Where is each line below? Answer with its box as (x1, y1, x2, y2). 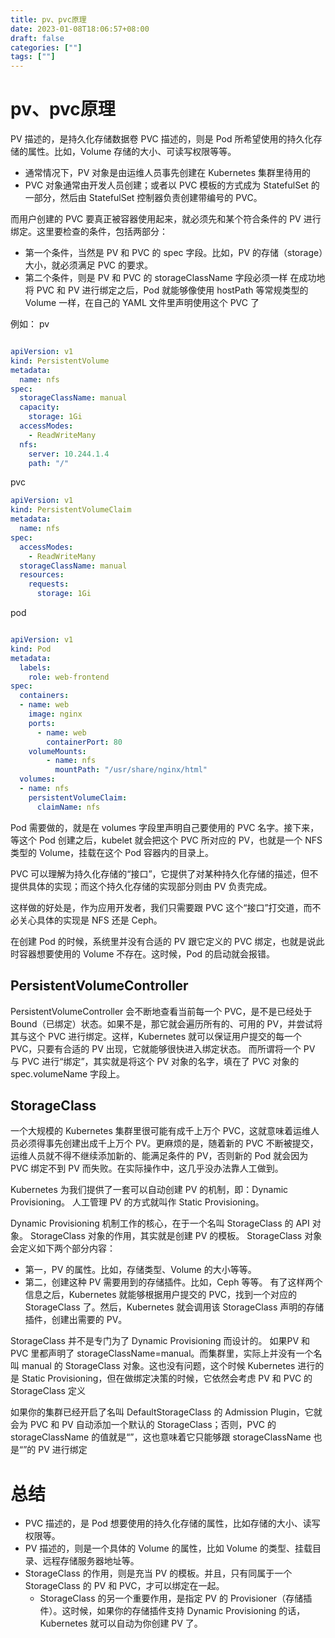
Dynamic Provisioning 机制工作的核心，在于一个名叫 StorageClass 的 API (10, 1217, 310, 1230)
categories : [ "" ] (10, 42, 83, 53)
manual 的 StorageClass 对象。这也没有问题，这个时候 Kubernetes (21, 1360, 296, 1372)
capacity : (19, 402, 60, 413)
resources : (19, 570, 65, 580)
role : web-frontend (28, 672, 110, 682)
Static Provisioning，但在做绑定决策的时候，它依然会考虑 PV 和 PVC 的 (21, 1372, 313, 1385)
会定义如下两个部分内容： (10, 1242, 116, 1255)
